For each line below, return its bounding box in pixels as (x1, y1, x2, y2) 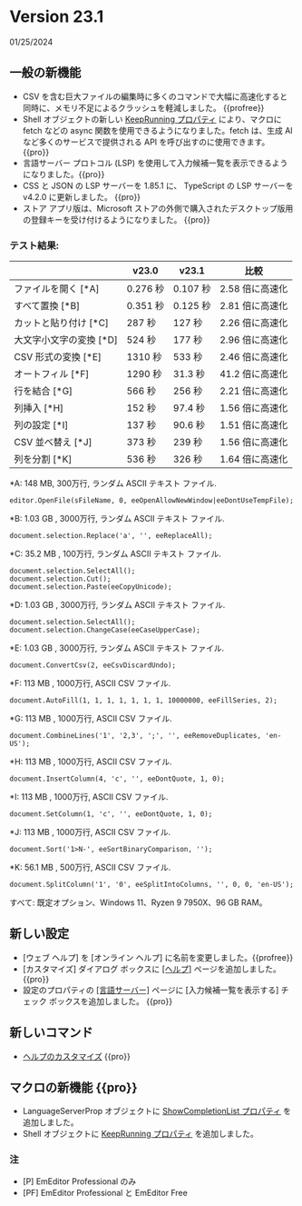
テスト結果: (9, 239, 60, 252)
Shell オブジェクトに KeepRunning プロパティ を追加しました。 (22, 1129, 258, 1140)
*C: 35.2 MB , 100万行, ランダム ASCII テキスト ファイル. (9, 548, 222, 560)
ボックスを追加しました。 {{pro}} (48, 995, 173, 1006)
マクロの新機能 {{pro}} (9, 1080, 138, 1096)
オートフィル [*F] (14, 368, 90, 381)
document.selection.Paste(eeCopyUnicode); (9, 583, 172, 592)
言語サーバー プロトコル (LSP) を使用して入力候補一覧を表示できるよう (22, 157, 288, 168)
